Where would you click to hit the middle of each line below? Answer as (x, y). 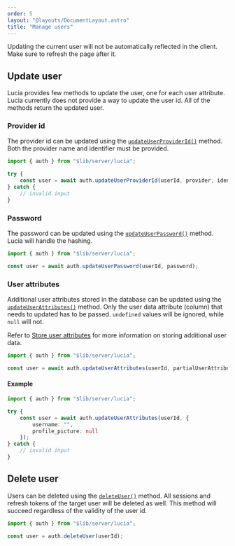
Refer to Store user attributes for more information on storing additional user (117, 335)
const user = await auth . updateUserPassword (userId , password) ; (103, 266)
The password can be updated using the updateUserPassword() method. (111, 233)
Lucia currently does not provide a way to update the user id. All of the (109, 100)
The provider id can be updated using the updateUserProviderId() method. (115, 141)
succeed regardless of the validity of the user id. (77, 510)
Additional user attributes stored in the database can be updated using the (114, 300)
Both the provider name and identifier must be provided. (88, 148)
